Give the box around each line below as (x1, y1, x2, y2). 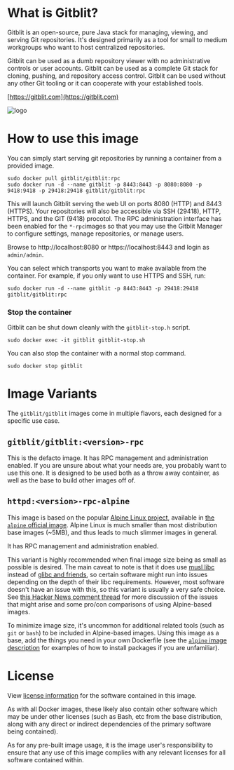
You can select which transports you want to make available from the (7, 264, 207, 272)
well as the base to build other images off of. (7, 475, 136, 485)
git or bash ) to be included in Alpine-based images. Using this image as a (7, 628, 219, 637)
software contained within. (7, 755, 84, 764)
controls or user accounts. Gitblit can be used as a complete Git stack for (7, 64, 219, 72)
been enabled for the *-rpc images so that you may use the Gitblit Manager (7, 222, 223, 230)
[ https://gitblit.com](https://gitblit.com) (7, 93, 119, 101)
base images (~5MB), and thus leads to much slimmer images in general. (7, 528, 219, 536)
